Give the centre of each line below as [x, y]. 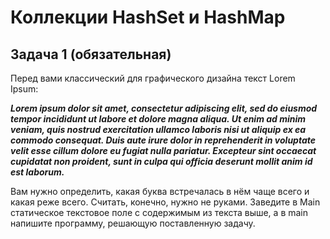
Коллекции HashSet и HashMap [148, 17]
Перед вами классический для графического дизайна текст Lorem [153, 78]
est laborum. [37, 172]
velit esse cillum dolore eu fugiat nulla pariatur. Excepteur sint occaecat [163, 150]
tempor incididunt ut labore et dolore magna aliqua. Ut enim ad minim [158, 119]
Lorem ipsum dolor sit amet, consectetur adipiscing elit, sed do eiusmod [164, 108]
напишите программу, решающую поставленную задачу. [133, 223]
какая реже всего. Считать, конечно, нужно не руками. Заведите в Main [165, 202]
